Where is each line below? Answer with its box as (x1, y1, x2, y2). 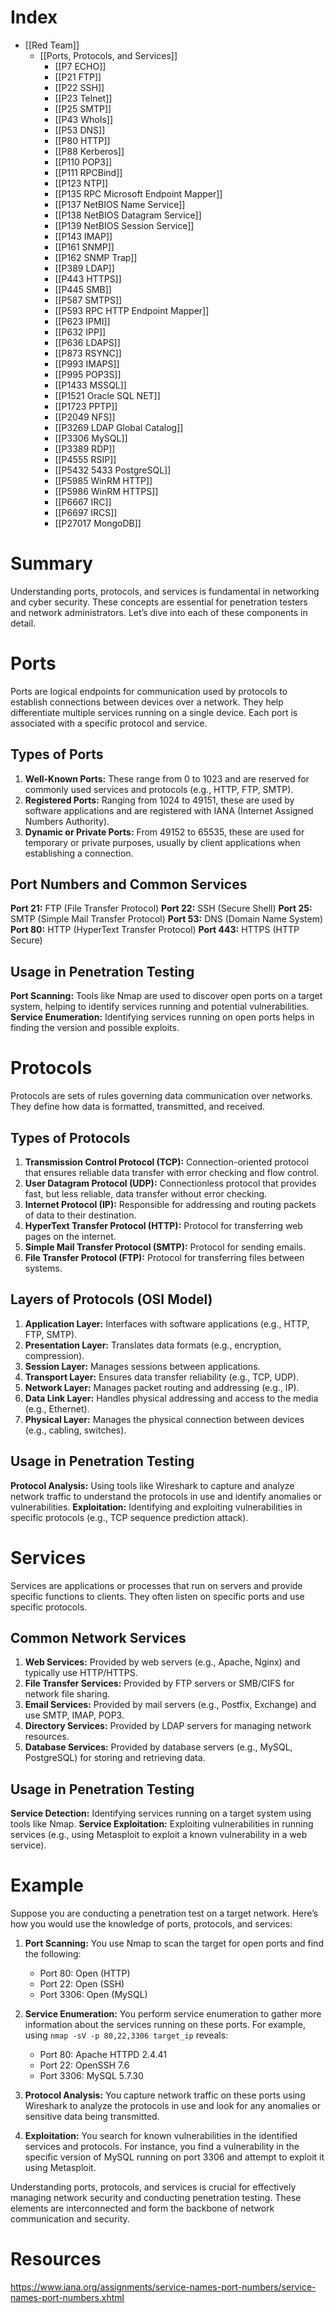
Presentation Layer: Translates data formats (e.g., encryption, (24, 1339, 282, 1351)
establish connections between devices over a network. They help (10, 696, 284, 708)
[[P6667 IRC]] (54, 496, 112, 508)
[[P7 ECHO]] (54, 60, 107, 72)
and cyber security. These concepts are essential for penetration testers (10, 596, 308, 608)
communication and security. (10, 2213, 130, 2225)
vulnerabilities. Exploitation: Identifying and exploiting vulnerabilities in (10, 1501, 303, 1513)
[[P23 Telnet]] (54, 92, 113, 104)
